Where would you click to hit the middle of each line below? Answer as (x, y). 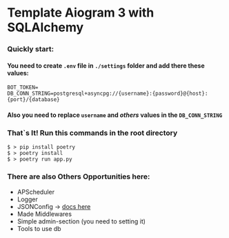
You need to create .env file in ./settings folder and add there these (106, 65)
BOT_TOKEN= (23, 88)
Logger (27, 199)
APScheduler (36, 192)
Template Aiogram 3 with (81, 13)
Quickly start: (30, 49)
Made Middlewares (44, 214)
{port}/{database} (33, 100)
